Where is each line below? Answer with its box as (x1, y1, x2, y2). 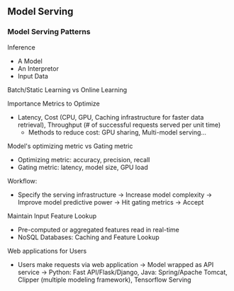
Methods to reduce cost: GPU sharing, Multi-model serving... (28, 127, 207, 137)
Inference (7, 42, 35, 52)
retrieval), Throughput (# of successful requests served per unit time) (17, 120, 221, 129)
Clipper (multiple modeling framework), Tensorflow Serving (17, 275, 191, 284)
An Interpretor (17, 64, 59, 73)
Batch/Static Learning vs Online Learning (7, 85, 128, 94)
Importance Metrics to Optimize (7, 99, 101, 108)
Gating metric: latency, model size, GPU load (17, 163, 148, 171)
